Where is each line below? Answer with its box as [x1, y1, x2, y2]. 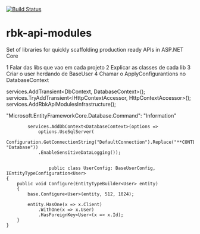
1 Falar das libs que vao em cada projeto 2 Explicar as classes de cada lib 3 [6, 64, 191, 71]
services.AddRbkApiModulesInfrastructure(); [6, 100, 116, 107]
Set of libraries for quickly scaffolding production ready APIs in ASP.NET [6, 46, 184, 53]
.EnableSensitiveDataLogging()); [37, 149, 121, 156]
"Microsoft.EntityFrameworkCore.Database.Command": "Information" [6, 112, 177, 119]
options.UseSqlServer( [37, 128, 95, 135]
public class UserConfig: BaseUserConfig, [48, 165, 156, 171]
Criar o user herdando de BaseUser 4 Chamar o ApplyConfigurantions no [6, 70, 186, 77]
